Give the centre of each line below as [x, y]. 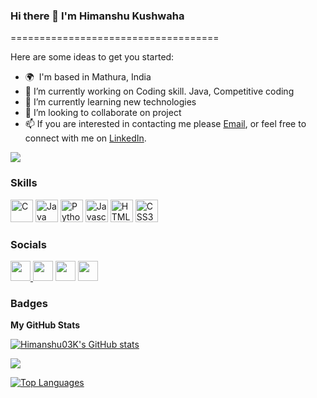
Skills [24, 183]
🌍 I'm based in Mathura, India [88, 77]
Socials [28, 244]
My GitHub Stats [45, 325]
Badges [29, 303]
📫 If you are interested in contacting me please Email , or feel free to [165, 124]
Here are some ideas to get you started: [92, 57]
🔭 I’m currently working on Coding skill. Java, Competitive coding [159, 91]
